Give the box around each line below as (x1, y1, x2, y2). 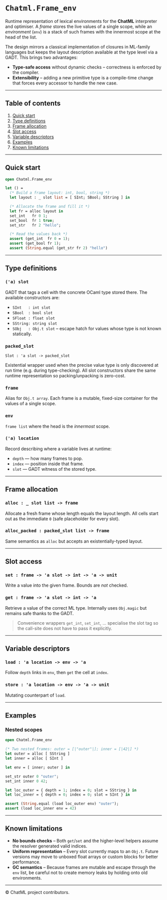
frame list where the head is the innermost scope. (5, 423, 110, 429)
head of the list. (5, 34, 37, 40)
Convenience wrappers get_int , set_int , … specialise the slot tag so (17, 620, 159, 626)
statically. (12, 331, 32, 337)
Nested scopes (5, 726, 43, 733)
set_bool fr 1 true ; (9, 218, 55, 223)
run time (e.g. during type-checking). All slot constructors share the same (5, 367, 156, 373)
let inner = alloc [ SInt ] (5, 756, 64, 761)
